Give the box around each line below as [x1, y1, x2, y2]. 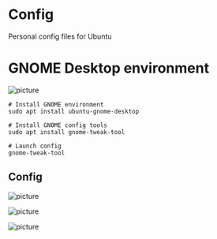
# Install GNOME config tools [8, 121, 108, 129]
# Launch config [8, 142, 62, 150]
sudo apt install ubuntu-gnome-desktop [8, 107, 140, 115]
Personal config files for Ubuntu [8, 32, 112, 41]
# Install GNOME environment [8, 100, 104, 108]
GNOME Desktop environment [8, 59, 210, 77]
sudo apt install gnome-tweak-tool [8, 128, 125, 136]
